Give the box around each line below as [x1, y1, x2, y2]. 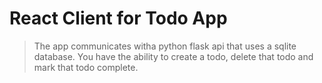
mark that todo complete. [33, 61, 139, 73]
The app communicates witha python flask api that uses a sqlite [33, 40, 297, 52]
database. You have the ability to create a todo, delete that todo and [33, 50, 314, 62]
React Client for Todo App [9, 7, 228, 30]
